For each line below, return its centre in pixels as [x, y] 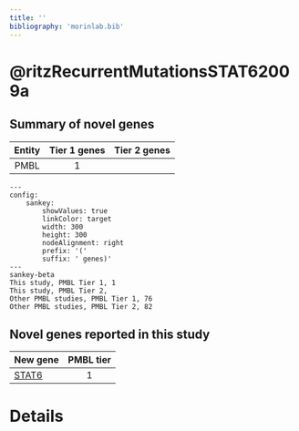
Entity [27, 149]
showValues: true [75, 210]
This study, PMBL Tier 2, [58, 291]
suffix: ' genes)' [77, 259]
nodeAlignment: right [83, 242]
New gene [36, 360]
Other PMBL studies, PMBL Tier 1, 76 [81, 298]
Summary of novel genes [82, 124]
